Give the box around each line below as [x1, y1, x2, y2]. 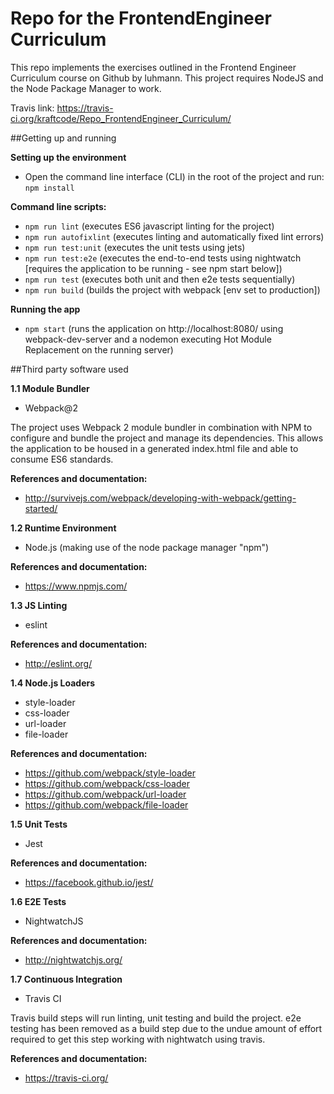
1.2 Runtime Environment [10, 522, 117, 534]
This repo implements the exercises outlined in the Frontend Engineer [10, 61, 297, 73]
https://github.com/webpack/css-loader [24, 777, 190, 789]
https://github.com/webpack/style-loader [24, 767, 196, 779]
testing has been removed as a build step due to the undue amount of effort [10, 1022, 323, 1034]
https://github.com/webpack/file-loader [24, 798, 189, 811]
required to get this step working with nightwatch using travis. [10, 1033, 266, 1045]
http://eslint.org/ [24, 657, 93, 669]
